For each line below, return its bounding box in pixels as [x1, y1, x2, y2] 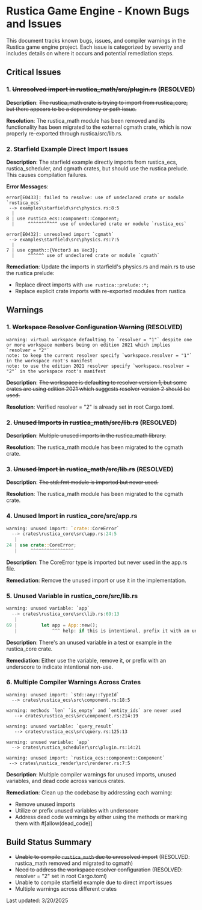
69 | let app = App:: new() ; [6, 622, 98, 628]
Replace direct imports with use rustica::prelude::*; [14, 281, 149, 288]
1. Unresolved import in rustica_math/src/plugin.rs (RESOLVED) [6, 85, 195, 94]
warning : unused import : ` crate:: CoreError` [6, 525, 120, 531]
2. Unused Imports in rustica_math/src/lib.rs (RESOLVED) [6, 418, 177, 427]
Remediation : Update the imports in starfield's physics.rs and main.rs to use [6, 263, 195, 270]
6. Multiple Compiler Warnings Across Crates [6, 678, 141, 687]
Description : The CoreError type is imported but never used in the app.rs [6, 559, 188, 566]
